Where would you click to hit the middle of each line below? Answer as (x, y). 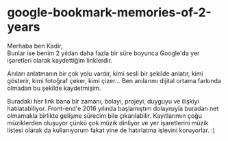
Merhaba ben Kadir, (35, 46)
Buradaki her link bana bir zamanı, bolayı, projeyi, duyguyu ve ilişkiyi (103, 101)
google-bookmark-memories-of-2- (110, 13)
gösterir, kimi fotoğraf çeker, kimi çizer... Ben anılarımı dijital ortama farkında (114, 80)
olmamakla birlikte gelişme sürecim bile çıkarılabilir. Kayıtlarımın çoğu (104, 115)
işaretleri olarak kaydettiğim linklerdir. (60, 60)
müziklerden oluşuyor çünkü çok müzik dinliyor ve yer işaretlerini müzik (108, 123)
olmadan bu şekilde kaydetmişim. (54, 88)
